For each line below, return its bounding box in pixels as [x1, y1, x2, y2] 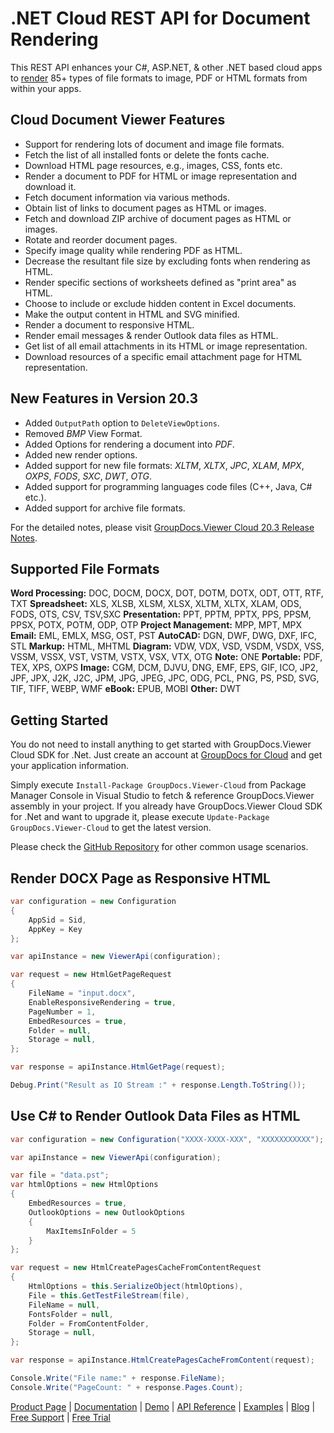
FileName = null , [28, 1300, 101, 1310]
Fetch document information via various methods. [24, 191, 230, 203]
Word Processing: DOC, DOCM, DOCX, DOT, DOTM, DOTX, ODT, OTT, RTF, [10, 587, 324, 599]
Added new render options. [24, 448, 138, 461]
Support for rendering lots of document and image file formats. [24, 138, 285, 150]
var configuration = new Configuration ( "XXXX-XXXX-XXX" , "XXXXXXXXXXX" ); [10, 1134, 325, 1144]
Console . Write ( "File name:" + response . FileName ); [10, 1373, 226, 1384]
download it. [24, 180, 77, 192]
